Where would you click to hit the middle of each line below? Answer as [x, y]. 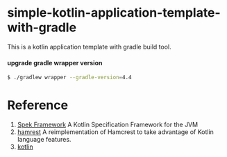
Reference [37, 105]
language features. [44, 139]
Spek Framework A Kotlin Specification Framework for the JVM [108, 124]
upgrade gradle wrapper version [55, 63]
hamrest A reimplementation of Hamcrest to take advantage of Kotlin [115, 132]
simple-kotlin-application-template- [114, 13]
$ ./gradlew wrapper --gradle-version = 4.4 [69, 78]
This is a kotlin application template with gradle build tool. [89, 47]
